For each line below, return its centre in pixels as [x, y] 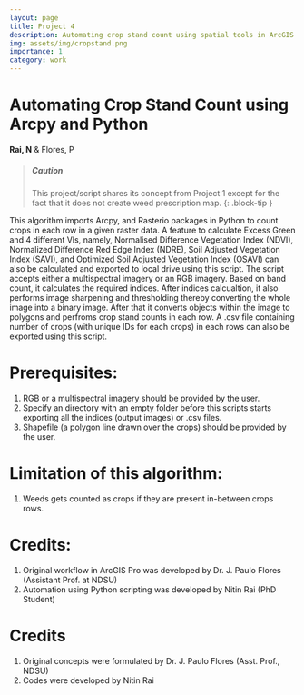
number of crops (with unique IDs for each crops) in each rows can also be [150, 326]
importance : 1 [36, 52]
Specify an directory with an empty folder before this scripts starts [147, 407]
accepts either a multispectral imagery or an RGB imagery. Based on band [148, 278]
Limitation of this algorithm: [116, 474]
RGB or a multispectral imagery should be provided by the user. [141, 398]
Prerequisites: [64, 373]
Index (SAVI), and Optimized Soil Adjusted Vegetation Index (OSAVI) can [144, 259]
